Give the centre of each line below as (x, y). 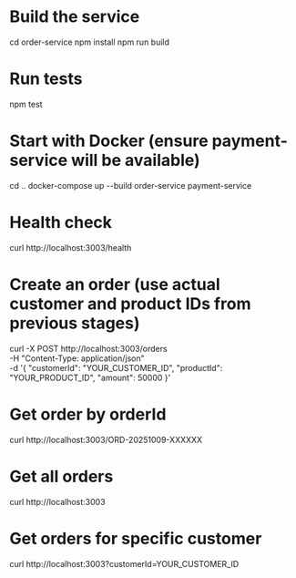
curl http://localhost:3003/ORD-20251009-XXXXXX (106, 439)
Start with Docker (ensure (109, 141)
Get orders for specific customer (136, 538)
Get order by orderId (88, 414)
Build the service (75, 17)
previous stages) (75, 323)
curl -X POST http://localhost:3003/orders (88, 348)
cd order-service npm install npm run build (90, 42)
